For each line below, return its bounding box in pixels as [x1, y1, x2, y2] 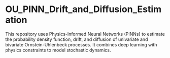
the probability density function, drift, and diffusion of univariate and [5, 36, 148, 42]
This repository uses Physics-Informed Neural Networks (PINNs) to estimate [5, 31, 165, 37]
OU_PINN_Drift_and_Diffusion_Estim [5, 4, 162, 15]
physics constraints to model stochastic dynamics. [5, 47, 111, 53]
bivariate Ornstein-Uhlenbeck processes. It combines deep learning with [5, 41, 157, 47]
